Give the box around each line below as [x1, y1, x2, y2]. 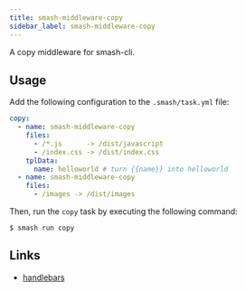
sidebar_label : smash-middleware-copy [9, 22, 156, 31]
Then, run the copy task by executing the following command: [9, 206, 238, 217]
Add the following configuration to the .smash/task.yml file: [9, 97, 230, 108]
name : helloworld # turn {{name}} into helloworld [33, 164, 229, 174]
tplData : [25, 155, 59, 165]
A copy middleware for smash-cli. [9, 46, 136, 57]
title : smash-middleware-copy [9, 13, 124, 23]
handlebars [22, 272, 65, 283]
